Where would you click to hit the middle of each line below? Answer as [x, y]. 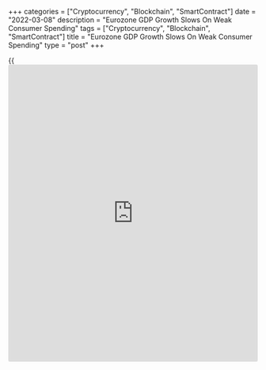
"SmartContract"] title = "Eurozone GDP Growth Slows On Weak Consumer [131, 36]
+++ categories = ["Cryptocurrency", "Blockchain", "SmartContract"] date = [132, 11]
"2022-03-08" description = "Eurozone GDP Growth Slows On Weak [120, 20]
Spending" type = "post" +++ [56, 45]
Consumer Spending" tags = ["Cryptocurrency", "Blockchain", [109, 28]
